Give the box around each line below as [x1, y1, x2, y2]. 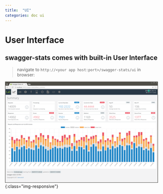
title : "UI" [5, 8, 32, 13]
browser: [16, 72, 35, 78]
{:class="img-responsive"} [5, 183, 59, 189]
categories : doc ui [5, 13, 45, 18]
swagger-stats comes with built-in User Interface [5, 54, 158, 62]
